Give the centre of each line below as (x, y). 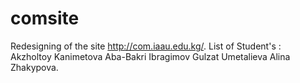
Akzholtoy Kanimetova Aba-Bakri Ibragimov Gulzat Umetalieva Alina (150, 56)
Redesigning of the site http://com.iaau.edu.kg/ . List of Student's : (146, 46)
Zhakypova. (34, 67)
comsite (45, 18)
